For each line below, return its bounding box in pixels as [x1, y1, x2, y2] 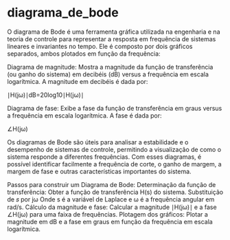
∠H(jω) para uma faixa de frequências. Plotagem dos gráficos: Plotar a [7, 210, 208, 218]
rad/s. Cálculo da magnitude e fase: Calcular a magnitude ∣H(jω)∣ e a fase [7, 203, 218, 211]
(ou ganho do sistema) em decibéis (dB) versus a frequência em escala [7, 70, 209, 78]
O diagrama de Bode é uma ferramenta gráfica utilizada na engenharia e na [7, 28, 220, 36]
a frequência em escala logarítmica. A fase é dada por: [7, 111, 163, 120]
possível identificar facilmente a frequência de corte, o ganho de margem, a [7, 160, 222, 168]
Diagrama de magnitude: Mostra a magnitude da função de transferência [7, 63, 214, 71]
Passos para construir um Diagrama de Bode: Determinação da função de [7, 180, 216, 188]
